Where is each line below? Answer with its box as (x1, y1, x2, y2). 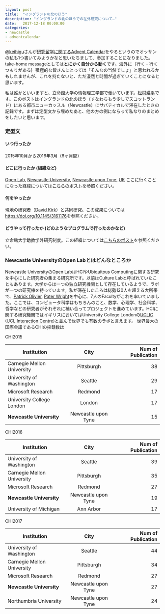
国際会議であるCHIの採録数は (5, 324, 65, 330)
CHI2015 (5, 334, 23, 339)
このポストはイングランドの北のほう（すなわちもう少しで (13, 96, 129, 102)
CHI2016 (5, 429, 23, 435)
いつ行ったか (5, 141, 31, 147)
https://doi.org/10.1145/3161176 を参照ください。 (5, 213, 102, 219)
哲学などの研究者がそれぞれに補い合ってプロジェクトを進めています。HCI (5, 306, 154, 311)
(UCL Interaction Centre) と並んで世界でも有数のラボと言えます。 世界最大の (5, 318, 159, 324)
